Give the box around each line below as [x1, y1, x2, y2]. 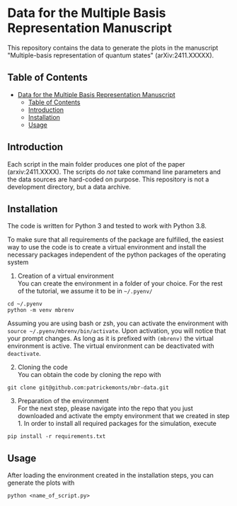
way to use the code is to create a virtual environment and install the [7, 243, 207, 252]
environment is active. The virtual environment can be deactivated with [7, 342, 214, 350]
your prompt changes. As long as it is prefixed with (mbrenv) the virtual [7, 334, 214, 343]
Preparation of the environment [17, 397, 110, 405]
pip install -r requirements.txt [7, 433, 106, 440]
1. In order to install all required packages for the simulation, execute [17, 420, 217, 428]
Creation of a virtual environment [17, 271, 115, 281]
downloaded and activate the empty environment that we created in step [17, 412, 230, 420]
